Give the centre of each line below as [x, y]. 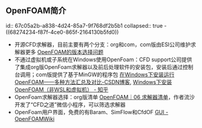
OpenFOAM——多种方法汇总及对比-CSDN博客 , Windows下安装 [93, 82]
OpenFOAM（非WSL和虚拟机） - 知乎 [61, 90]
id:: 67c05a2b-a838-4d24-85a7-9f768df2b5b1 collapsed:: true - [86, 25]
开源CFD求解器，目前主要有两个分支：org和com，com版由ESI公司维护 [103, 44]
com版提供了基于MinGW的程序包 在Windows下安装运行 [105, 75]
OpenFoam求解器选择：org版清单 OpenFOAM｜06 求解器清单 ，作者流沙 [104, 97]
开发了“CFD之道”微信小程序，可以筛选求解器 [70, 105]
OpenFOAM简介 [36, 11]
